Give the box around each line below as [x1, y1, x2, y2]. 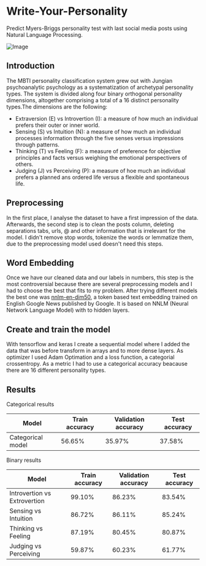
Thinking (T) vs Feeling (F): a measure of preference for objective [15, 147, 181, 154]
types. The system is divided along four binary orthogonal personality [6, 90, 183, 97]
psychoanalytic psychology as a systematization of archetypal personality [6, 83, 194, 91]
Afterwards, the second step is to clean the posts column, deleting [6, 221, 174, 228]
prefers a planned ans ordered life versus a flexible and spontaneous [15, 173, 189, 181]
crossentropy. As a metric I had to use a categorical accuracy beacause [6, 360, 188, 368]
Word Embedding [6, 257, 75, 268]
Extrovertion [9, 497, 45, 505]
